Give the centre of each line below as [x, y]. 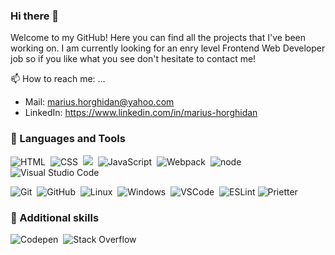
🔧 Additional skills [55, 217]
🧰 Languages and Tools [68, 139]
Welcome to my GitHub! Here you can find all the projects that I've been [158, 38]
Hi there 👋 [35, 16]
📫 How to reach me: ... [58, 79]
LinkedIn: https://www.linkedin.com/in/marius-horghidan [141, 113]
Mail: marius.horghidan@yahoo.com [99, 102]
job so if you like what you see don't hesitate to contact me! [133, 59]
